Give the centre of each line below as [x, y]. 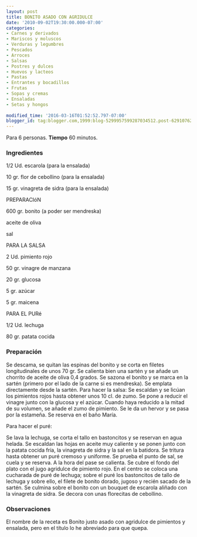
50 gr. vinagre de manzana [38, 268]
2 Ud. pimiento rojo [29, 257]
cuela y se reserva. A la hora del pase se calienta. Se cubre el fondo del [93, 462]
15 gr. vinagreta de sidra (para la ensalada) [58, 188]
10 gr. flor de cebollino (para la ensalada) [55, 177]
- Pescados [19, 50]
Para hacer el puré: [29, 426]
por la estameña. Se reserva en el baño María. [62, 415]
